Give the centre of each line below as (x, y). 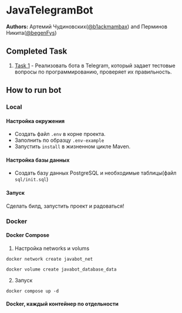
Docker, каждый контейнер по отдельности (63, 304)
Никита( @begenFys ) (31, 32)
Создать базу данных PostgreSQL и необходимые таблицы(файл (95, 173)
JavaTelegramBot (50, 10)
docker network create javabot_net (50, 259)
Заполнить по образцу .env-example (59, 140)
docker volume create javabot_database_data (61, 269)
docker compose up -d (33, 291)
